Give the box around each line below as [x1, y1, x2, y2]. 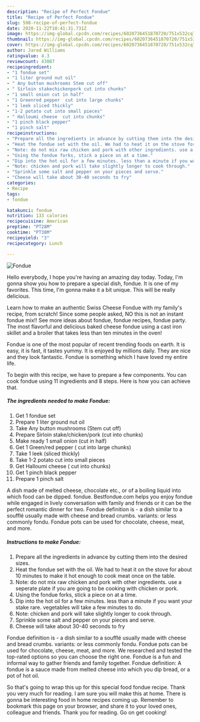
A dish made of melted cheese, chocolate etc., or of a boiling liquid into [7, 487, 182, 494]
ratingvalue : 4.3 [7, 53, 50, 59]
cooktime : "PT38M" [7, 229, 52, 235]
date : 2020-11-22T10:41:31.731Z [7, 25, 87, 31]
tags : [7, 191, 20, 197]
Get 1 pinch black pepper [15, 469, 77, 476]
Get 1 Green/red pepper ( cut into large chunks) [15, 444, 131, 451]
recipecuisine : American [7, 218, 68, 225]
